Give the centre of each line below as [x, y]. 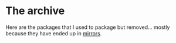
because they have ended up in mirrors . [54, 33]
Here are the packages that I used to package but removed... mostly [88, 27]
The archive [35, 11]
